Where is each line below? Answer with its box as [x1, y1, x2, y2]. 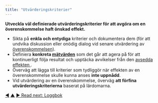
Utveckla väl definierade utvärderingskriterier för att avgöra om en [5, 21, 146, 27]
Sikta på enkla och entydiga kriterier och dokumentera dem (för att [12, 35, 151, 41]
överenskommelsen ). [12, 46, 56, 52]
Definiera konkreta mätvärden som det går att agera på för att [12, 51, 141, 57]
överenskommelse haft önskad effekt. [5, 26, 85, 32]
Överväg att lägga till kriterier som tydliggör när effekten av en [12, 67, 140, 73]
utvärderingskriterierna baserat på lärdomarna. [12, 82, 111, 89]
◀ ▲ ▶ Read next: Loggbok [5, 92, 63, 98]
